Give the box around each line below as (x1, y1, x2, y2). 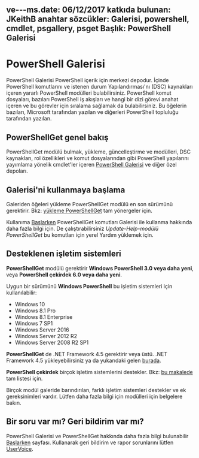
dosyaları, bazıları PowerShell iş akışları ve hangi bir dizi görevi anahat (6, 96, 179, 103)
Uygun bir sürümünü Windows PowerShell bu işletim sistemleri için (6, 282, 173, 290)
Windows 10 (14, 300, 45, 308)
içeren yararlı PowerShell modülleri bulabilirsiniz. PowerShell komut (6, 89, 172, 97)
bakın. (6, 399, 22, 406)
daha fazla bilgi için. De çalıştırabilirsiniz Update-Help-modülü (6, 225, 159, 232)
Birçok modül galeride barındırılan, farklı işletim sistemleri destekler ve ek (6, 386, 186, 393)
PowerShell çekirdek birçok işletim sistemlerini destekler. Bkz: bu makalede (6, 368, 193, 375)
